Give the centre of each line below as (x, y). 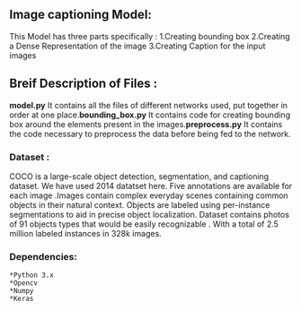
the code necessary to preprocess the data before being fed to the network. (150, 133)
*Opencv (24, 283)
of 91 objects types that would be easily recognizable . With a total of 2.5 (144, 224)
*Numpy (22, 291)
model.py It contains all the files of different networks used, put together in (149, 105)
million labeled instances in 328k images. (85, 233)
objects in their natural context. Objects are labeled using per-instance (140, 204)
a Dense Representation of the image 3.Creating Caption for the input (137, 46)
